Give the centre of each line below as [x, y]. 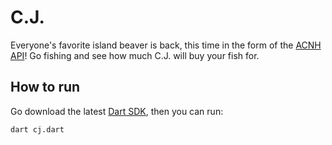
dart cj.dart [37, 129]
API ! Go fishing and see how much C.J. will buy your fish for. [135, 55]
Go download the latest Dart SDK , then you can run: [117, 111]
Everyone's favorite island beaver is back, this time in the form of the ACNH [166, 45]
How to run [45, 87]
